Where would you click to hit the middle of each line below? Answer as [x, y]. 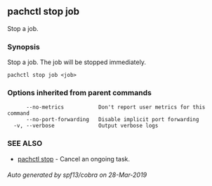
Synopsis [24, 46]
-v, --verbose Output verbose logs [86, 126]
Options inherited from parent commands [80, 93]
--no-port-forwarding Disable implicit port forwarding [112, 120]
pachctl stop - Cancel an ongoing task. [74, 159]
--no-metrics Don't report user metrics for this [115, 107]
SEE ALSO [25, 144]
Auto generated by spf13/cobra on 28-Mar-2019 [77, 175]
